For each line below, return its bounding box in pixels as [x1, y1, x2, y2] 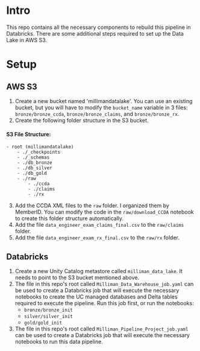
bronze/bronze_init [23, 307, 73, 313]
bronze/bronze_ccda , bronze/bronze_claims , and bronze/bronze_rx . [14, 110, 180, 118]
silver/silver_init [23, 313, 73, 320]
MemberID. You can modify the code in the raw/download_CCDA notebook [14, 209, 194, 216]
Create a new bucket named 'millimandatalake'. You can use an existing [14, 97, 193, 104]
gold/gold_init [23, 320, 62, 326]
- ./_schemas [17, 154, 50, 160]
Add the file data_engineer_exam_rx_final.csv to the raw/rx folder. [14, 234, 180, 241]
